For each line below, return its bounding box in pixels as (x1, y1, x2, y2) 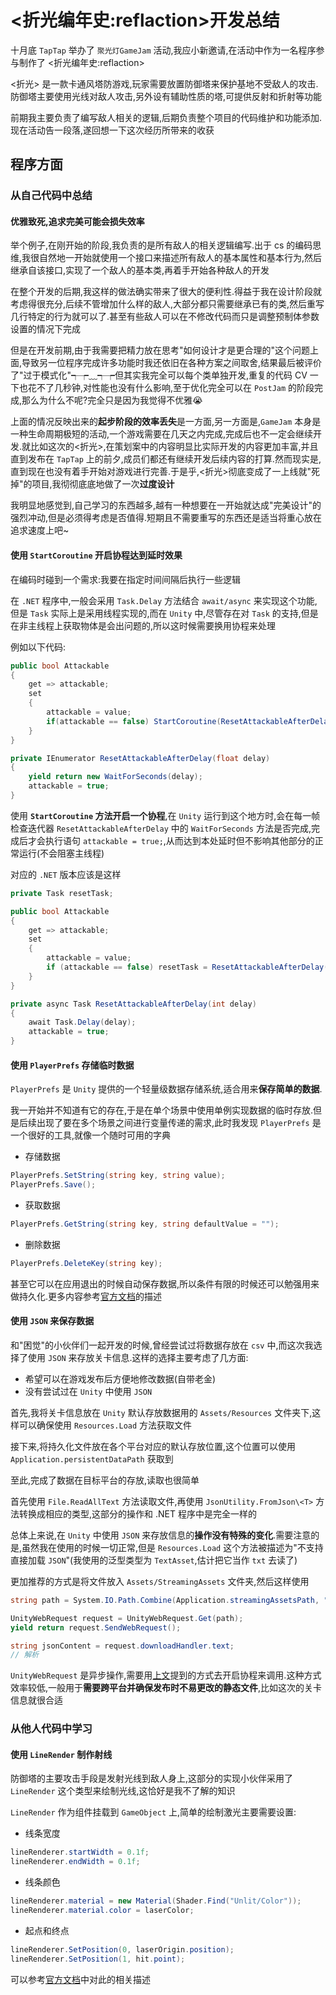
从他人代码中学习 (10, 1722, 93, 1736)
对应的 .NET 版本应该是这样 (10, 868, 122, 880)
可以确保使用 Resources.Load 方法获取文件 (18, 1419, 193, 1431)
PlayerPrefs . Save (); (10, 1180, 97, 1190)
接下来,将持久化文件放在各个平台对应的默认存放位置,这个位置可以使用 (10, 1440, 297, 1452)
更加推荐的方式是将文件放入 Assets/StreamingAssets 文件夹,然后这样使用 (10, 1575, 310, 1587)
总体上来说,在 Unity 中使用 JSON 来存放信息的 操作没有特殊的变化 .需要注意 (10, 1529, 312, 1541)
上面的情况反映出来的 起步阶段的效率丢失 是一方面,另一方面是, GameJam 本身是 (10, 416, 322, 428)
